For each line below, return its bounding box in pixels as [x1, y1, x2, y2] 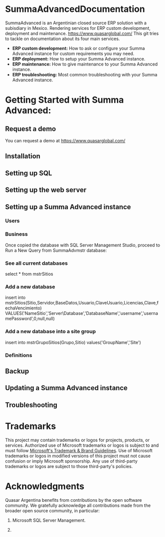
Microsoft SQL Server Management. [12, 517, 86, 523]
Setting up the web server [5, 186, 86, 194]
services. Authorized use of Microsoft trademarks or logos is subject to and [5, 442, 159, 448]
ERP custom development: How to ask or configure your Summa [12, 45, 145, 51]
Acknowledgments [5, 480, 85, 492]
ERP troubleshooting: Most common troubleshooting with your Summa [12, 71, 158, 77]
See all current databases [5, 259, 68, 266]
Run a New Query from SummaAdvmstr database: [5, 247, 107, 253]
